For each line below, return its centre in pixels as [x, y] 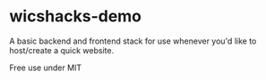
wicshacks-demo [75, 16]
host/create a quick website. [62, 50]
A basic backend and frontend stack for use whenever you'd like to [133, 41]
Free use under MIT [46, 68]
